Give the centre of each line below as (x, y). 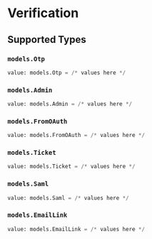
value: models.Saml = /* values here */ (69, 198)
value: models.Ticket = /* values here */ (71, 167)
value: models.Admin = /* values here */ (70, 104)
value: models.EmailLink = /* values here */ (76, 229)
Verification (43, 13)
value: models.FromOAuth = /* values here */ (76, 136)
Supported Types (47, 40)
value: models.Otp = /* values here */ (67, 73)
